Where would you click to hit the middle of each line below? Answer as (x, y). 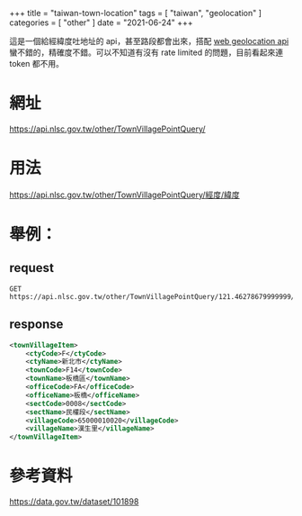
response (36, 325)
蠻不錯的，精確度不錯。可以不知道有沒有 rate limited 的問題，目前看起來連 (147, 52)
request (31, 268)
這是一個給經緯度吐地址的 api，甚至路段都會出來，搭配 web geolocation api (149, 41)
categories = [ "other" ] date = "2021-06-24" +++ (101, 23)
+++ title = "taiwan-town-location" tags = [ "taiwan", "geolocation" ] (136, 13)
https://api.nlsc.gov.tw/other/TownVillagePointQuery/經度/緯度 (124, 195)
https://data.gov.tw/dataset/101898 (74, 502)
